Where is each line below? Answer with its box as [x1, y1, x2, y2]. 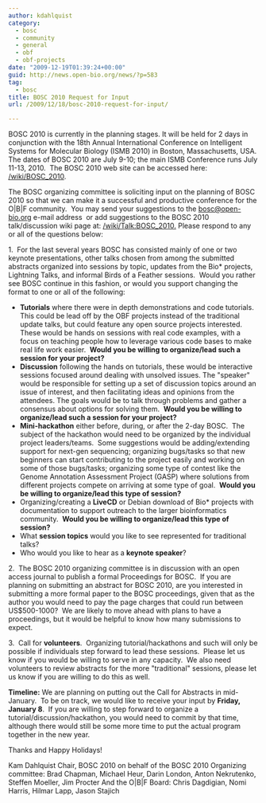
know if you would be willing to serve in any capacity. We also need [8, 655, 232, 665]
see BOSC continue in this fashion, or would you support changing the [8, 279, 238, 288]
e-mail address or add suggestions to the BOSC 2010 [33, 213, 210, 222]
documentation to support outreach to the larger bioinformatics [19, 506, 227, 515]
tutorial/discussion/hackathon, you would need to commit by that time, [8, 713, 239, 723]
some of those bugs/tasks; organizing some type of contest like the [19, 464, 241, 473]
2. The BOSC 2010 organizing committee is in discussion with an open [8, 563, 240, 574]
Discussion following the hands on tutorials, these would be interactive [19, 362, 253, 371]
